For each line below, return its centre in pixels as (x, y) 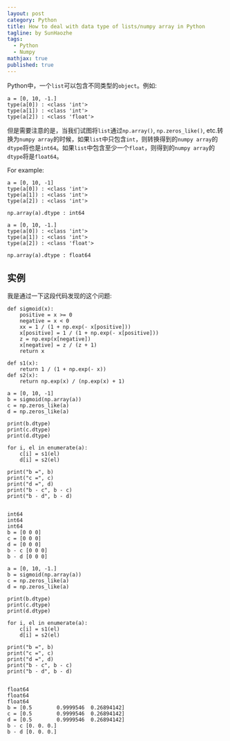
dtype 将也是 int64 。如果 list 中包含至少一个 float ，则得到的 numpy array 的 (111, 147)
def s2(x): (23, 376)
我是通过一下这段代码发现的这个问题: (60, 296)
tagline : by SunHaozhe (40, 33)
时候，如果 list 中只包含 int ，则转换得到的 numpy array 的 (138, 139)
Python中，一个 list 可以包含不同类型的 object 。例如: (82, 85)
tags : (15, 39)
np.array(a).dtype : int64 (46, 213)
